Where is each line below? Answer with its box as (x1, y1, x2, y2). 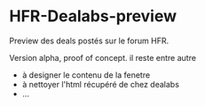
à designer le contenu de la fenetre (21, 69, 151, 80)
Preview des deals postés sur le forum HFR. (9, 35, 170, 46)
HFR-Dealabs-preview (9, 6, 177, 26)
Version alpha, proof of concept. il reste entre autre (9, 52, 197, 63)
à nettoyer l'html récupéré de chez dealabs (21, 79, 180, 89)
